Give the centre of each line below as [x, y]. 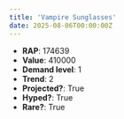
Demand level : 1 [51, 69]
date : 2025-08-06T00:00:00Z [61, 26]
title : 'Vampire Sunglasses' [63, 17]
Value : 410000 [49, 60]
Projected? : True [53, 88]
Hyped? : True [47, 97]
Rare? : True [43, 107]
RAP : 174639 [46, 50]
